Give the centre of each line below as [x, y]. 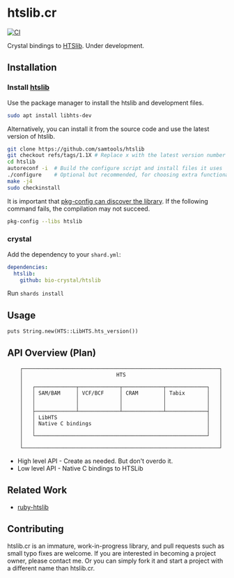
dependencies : [28, 267]
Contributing [36, 529]
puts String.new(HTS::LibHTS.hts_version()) [73, 332]
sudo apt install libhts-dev [49, 115]
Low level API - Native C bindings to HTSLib [80, 469]
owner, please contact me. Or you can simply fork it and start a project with [115, 561]
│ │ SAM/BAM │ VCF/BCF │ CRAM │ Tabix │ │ [121, 393]
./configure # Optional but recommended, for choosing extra [102, 175]
